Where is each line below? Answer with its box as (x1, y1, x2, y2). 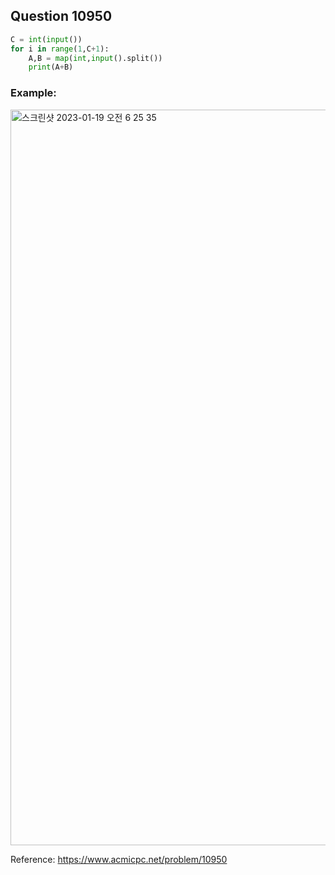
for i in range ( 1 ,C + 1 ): (10, 44, 110, 54)
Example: (10, 86, 57, 100)
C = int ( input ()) (10, 34, 83, 44)
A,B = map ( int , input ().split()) (28, 53, 163, 63)
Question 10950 (10, 8, 113, 25)
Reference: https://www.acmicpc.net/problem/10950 (10, 853, 228, 865)
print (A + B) (28, 62, 74, 73)
